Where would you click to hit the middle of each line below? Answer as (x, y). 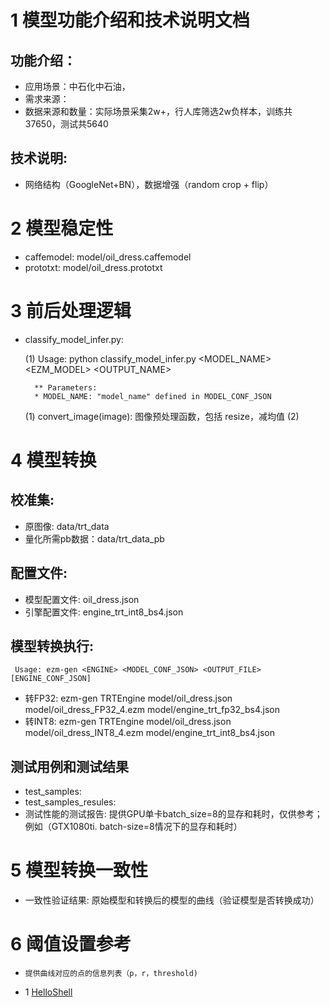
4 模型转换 (53, 460)
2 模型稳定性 (62, 228)
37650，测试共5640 (66, 124)
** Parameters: (66, 387)
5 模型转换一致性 (79, 870)
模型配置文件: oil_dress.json (82, 599)
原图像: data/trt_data (67, 526)
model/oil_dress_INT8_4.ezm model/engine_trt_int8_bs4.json (150, 733)
